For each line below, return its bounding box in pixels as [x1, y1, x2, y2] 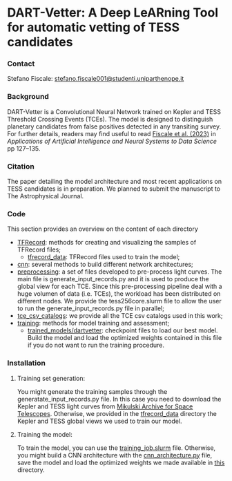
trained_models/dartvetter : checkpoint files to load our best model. [27, 326, 218, 334]
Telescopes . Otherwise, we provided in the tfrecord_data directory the [17, 409, 217, 417]
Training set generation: [17, 374, 86, 382]
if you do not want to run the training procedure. [27, 341, 164, 350]
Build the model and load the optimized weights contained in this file [27, 334, 222, 342]
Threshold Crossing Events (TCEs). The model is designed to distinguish [7, 115, 213, 123]
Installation [7, 358, 46, 368]
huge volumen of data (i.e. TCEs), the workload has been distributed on [17, 290, 221, 298]
